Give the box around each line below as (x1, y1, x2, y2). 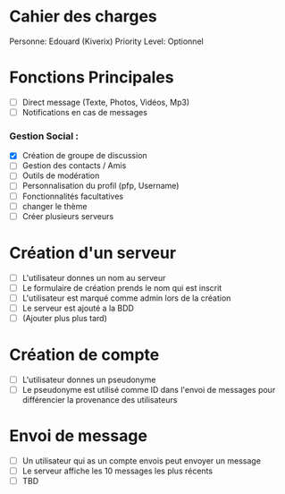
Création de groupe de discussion (21, 150, 147, 161)
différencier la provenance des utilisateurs (21, 395, 178, 405)
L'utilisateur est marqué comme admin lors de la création (21, 293, 231, 303)
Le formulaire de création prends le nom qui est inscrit (21, 282, 222, 293)
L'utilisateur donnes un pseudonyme (21, 374, 156, 385)
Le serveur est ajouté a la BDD (21, 302, 134, 313)
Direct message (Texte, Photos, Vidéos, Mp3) (21, 97, 190, 107)
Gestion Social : (9, 130, 79, 142)
